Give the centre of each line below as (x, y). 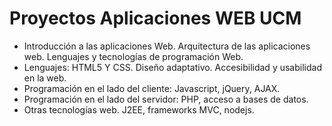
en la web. (45, 78)
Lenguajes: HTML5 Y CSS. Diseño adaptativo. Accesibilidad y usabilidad (172, 67)
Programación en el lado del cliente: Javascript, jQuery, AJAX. (152, 88)
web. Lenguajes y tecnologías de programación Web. (133, 56)
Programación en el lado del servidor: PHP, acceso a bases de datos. (166, 99)
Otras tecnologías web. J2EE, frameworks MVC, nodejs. (139, 109)
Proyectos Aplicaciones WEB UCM (155, 18)
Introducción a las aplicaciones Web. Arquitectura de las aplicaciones (167, 46)
